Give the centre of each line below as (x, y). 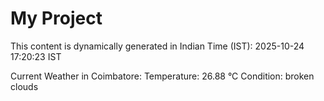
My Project (56, 18)
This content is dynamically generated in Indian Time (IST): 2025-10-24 (157, 46)
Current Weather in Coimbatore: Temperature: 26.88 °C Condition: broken (162, 76)
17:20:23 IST (36, 56)
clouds (24, 86)
